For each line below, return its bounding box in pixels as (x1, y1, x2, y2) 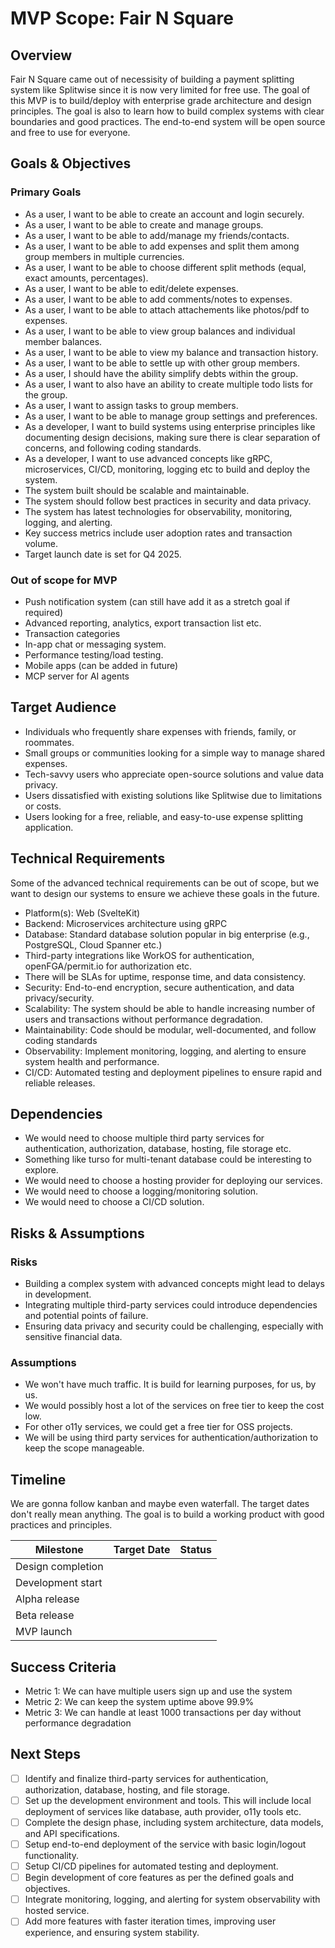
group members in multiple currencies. (24, 250, 185, 262)
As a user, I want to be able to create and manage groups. (24, 218, 264, 231)
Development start (15, 1576, 103, 1590)
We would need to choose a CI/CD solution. (24, 1196, 205, 1208)
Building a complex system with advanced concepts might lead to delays (24, 1278, 325, 1290)
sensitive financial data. (24, 1331, 123, 1343)
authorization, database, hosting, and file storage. (24, 1783, 230, 1796)
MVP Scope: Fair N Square (10, 7, 234, 30)
